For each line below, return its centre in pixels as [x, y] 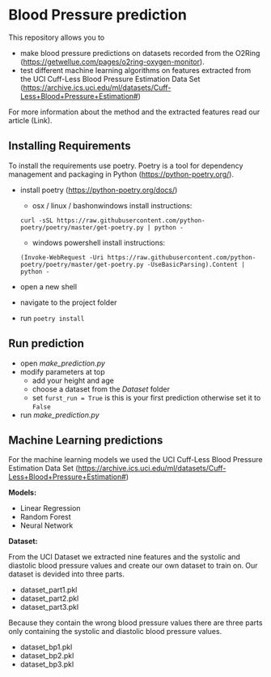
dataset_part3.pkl [49, 607]
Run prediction [47, 343]
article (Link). [30, 120]
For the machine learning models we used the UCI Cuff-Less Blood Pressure [135, 460]
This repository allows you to [57, 37]
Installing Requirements [70, 146]
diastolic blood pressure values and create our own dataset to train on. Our [133, 566]
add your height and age [73, 380]
